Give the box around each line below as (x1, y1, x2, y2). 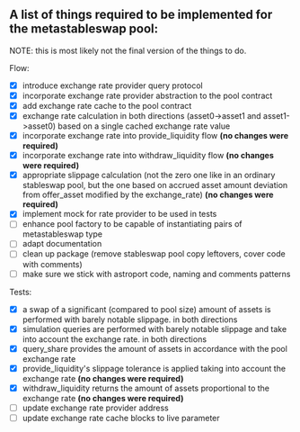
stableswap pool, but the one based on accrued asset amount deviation (22, 180, 288, 191)
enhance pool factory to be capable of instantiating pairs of (22, 219, 243, 229)
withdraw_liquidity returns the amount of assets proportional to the (22, 382, 270, 393)
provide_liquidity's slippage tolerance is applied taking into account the (22, 363, 286, 373)
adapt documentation (22, 238, 102, 249)
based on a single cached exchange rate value (57, 121, 231, 131)
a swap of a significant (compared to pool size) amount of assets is (22, 303, 271, 314)
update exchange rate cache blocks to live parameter (22, 412, 220, 423)
